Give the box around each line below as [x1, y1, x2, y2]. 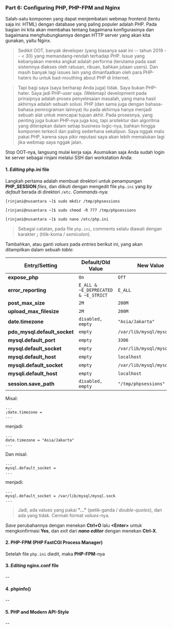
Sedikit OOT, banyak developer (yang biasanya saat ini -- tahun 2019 [17, 48, 163, 54]
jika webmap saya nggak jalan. [17, 139, 83, 145]
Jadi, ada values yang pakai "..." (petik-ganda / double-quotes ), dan [17, 507, 162, 513]
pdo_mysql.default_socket [8, 328, 74, 335]
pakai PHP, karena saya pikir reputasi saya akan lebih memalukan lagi [17, 134, 165, 140]
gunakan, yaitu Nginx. [5, 37, 52, 44]
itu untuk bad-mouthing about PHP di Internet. [32, 75, 130, 81]
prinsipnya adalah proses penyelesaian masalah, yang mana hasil [17, 95, 156, 102]
